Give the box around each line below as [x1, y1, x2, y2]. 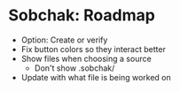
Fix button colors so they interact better [20, 43, 166, 54]
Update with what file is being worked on [20, 72, 172, 82]
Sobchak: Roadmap [8, 5, 156, 26]
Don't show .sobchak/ [34, 63, 115, 73]
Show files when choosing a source [20, 53, 152, 64]
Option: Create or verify [20, 34, 108, 45]
